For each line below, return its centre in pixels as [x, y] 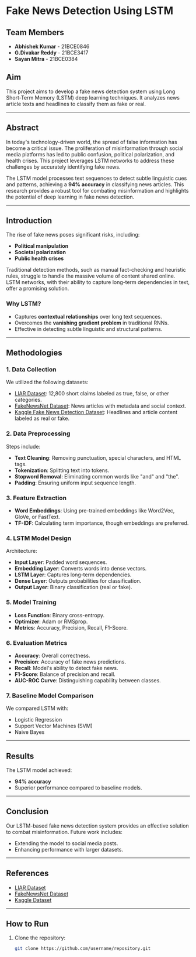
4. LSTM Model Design [39, 538]
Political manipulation [41, 246]
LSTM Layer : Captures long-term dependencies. [73, 575]
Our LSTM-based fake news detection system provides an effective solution [98, 826]
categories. [28, 400]
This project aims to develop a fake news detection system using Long [91, 91]
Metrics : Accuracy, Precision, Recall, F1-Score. [71, 627]
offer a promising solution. [38, 289]
